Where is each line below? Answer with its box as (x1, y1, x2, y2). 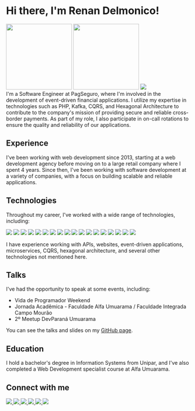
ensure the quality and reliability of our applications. (6, 121, 131, 128)
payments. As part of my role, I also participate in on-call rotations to (23, 115, 189, 122)
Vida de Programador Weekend (14, 297, 90, 304)
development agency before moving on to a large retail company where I (6, 160, 181, 167)
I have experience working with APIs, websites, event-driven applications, (6, 241, 184, 248)
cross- (173, 109, 189, 116)
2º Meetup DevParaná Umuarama (14, 316, 96, 323)
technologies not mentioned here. (6, 253, 88, 260)
